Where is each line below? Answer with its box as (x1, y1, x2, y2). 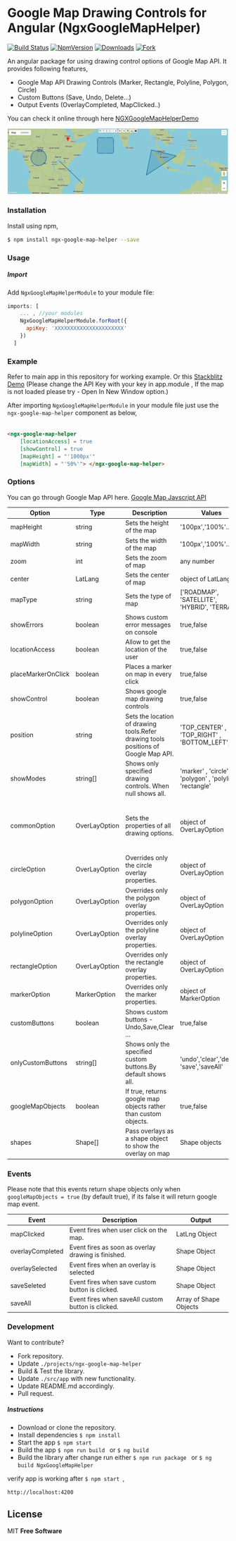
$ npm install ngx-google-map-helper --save (7, 236, 140, 243)
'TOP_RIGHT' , (180, 731, 222, 739)
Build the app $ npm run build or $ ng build (17, 1445, 150, 1454)
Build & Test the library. (17, 1366, 85, 1375)
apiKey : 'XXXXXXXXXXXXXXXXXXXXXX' (25, 325, 128, 332)
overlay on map (125, 1149, 170, 1158)
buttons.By (125, 1062, 157, 1071)
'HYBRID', (180, 603, 209, 611)
